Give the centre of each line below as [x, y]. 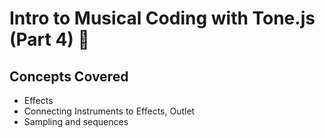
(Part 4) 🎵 [49, 39]
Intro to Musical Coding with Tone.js [162, 18]
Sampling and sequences [76, 121]
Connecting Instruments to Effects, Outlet [109, 111]
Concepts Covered [69, 76]
